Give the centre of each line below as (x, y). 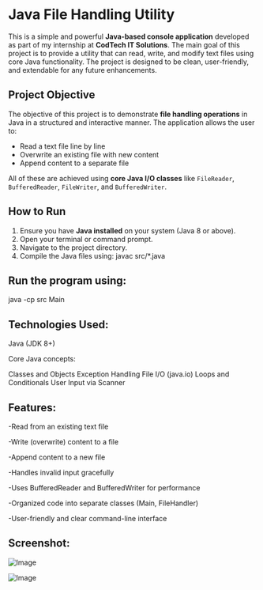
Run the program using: (68, 280)
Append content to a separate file (74, 163)
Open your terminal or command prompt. (86, 239)
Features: (32, 408)
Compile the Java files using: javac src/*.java (92, 255)
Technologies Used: (58, 325)
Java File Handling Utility (92, 15)
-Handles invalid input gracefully (61, 473)
